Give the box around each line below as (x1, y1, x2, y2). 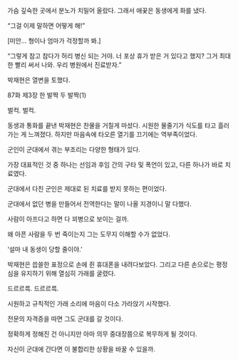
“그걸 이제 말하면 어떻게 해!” (7, 21, 86, 30)
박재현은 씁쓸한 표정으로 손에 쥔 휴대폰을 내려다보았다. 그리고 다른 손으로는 (7, 260, 215, 269)
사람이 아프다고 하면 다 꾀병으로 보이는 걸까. (7, 215, 130, 223)
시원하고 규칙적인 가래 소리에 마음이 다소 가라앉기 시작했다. (7, 299, 171, 308)
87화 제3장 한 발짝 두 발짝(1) (7, 91, 87, 99)
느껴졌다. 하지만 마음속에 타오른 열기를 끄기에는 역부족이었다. (28, 130, 197, 138)
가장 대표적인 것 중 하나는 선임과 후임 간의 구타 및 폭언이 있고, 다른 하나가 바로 (7, 160, 224, 169)
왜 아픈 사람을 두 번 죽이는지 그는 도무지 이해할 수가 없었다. (7, 230, 171, 238)
